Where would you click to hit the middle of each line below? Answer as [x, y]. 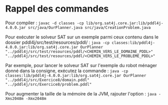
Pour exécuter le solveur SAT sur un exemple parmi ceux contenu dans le [82, 37]
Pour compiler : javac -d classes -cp [45, 23]
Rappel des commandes [57, 9]
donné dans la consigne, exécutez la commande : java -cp [67, 71]
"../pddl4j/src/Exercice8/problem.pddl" [49, 84]
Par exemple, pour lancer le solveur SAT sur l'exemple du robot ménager [81, 65]
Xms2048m [14, 98]
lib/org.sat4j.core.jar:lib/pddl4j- [125, 23]
